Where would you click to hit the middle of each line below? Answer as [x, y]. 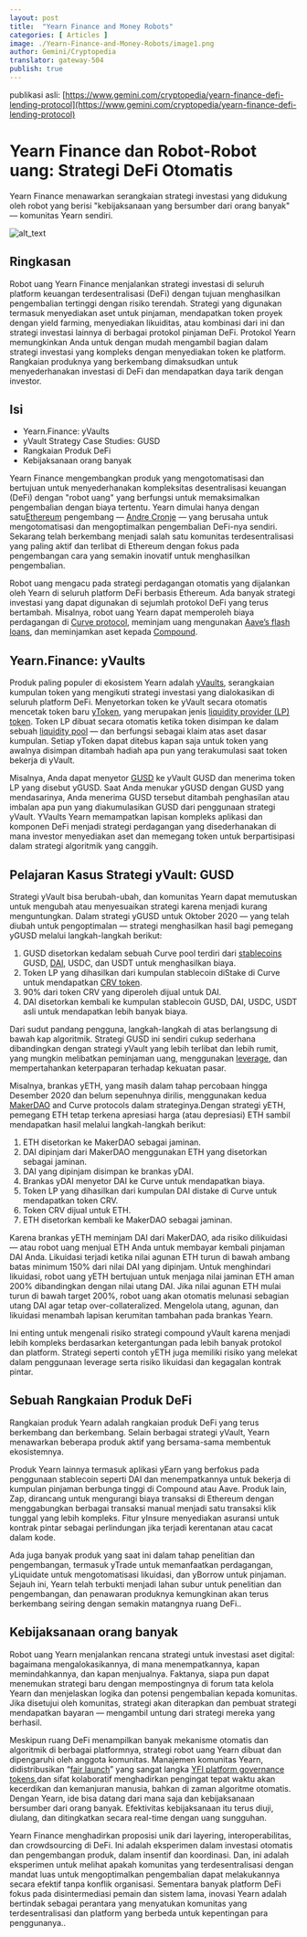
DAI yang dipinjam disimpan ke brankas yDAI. [108, 1171]
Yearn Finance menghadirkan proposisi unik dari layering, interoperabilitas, [150, 1835]
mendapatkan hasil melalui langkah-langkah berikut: [108, 1125]
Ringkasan [40, 262]
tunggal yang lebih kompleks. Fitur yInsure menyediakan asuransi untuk [144, 1518]
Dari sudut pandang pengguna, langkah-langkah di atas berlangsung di [143, 1030]
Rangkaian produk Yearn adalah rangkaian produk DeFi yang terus [134, 1423]
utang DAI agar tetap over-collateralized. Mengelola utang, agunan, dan [144, 1306]
